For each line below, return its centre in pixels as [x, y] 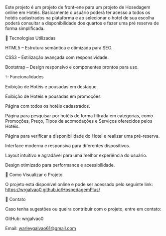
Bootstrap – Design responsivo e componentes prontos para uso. [72, 67]
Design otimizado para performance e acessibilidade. [60, 165]
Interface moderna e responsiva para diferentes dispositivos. [68, 146]
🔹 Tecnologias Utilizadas [30, 38]
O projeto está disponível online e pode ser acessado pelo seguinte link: [79, 184]
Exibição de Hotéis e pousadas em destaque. [52, 87]
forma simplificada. [25, 28]
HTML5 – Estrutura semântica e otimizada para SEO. [59, 48]
